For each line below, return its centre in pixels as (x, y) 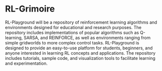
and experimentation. (26, 63)
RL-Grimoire (30, 9)
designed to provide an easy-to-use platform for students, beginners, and (79, 48)
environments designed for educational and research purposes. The (73, 27)
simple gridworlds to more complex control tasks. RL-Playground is (72, 43)
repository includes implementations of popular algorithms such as (72, 32)
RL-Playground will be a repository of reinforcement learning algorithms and (81, 22)
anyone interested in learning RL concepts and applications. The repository (80, 53)
